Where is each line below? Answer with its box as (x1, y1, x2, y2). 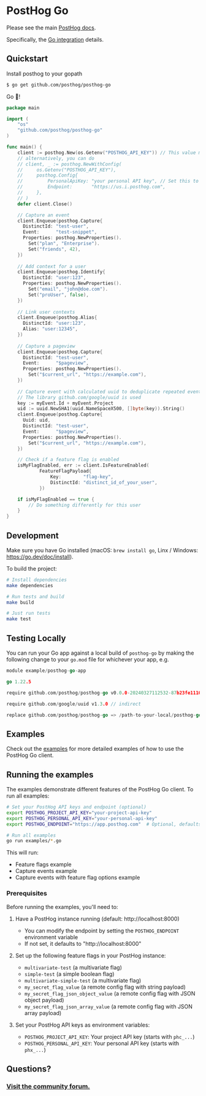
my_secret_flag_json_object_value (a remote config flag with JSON (24, 989, 196, 997)
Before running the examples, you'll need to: (6, 903, 118, 910)
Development (6, 530, 59, 541)
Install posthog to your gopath (6, 70, 83, 77)
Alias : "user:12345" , (22, 326, 78, 332)
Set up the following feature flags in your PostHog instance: (15, 951, 166, 959)
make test (6, 616, 32, 622)
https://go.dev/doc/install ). (6, 553, 74, 560)
